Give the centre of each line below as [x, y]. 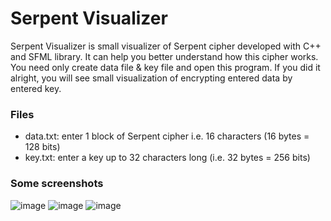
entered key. [36, 88]
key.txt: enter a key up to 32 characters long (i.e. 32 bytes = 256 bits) [167, 158]
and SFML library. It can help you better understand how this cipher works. [164, 56]
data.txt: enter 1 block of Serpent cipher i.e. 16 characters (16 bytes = [167, 136]
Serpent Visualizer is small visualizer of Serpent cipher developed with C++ [166, 46]
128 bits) [42, 147]
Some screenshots [57, 184]
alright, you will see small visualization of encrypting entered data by [151, 78]
